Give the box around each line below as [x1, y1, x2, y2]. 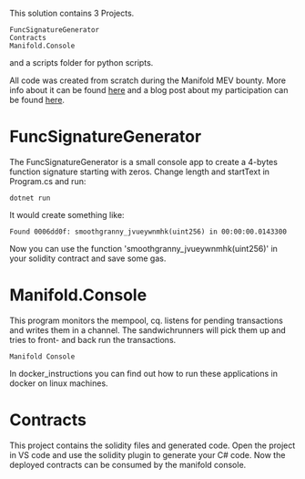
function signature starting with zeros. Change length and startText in [9, 166, 270, 177]
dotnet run [9, 193, 51, 203]
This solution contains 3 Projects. [9, 8, 135, 18]
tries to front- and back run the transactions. [9, 334, 177, 345]
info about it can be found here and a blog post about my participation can [9, 85, 289, 95]
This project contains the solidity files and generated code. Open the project [9, 440, 296, 451]
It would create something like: [9, 209, 125, 220]
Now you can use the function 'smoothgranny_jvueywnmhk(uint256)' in [9, 243, 278, 254]
